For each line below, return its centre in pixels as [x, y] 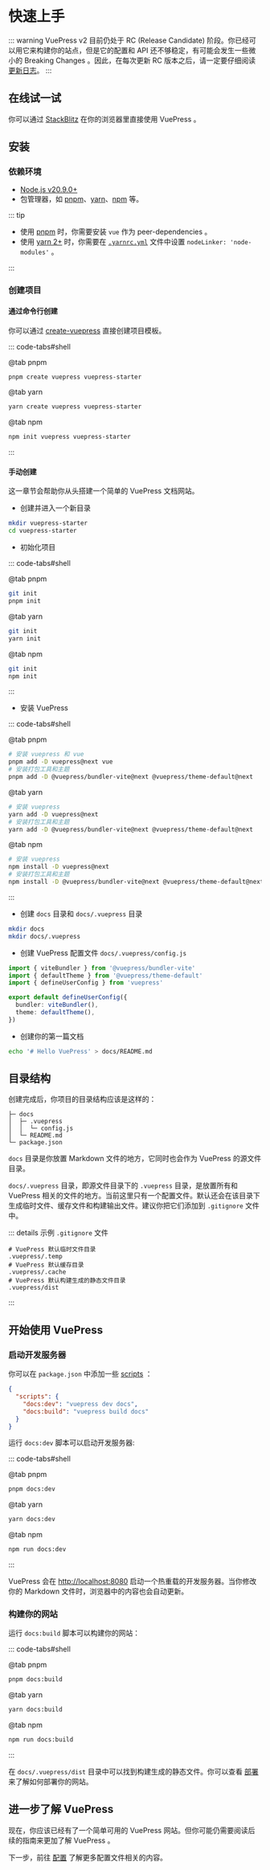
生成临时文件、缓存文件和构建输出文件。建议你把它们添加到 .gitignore [126, 1205]
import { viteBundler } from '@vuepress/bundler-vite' [102, 968]
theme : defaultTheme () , [55, 1013]
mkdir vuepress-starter [48, 523]
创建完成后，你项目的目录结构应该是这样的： [82, 1099]
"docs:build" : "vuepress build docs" [86, 1411]
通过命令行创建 [33, 311]
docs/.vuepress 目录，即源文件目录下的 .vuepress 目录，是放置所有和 [123, 1185]
